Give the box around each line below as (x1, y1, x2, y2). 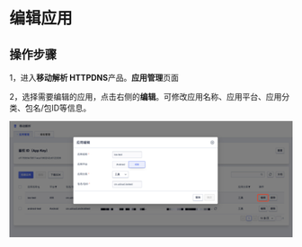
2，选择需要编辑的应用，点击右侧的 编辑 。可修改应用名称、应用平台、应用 (9, 92, 282, 101)
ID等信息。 (51, 102, 92, 113)
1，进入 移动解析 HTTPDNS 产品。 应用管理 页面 (9, 73, 180, 83)
